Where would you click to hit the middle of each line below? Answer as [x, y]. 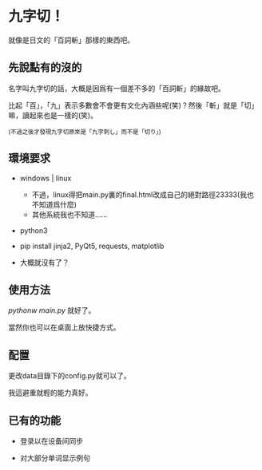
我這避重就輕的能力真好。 [50, 393]
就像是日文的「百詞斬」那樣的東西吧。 [71, 40]
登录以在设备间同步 [52, 441]
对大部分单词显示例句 [55, 458]
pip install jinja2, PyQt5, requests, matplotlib [92, 246]
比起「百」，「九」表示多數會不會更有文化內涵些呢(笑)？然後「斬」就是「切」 [133, 105]
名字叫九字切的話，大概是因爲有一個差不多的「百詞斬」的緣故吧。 [117, 88]
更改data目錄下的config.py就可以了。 [69, 376]
